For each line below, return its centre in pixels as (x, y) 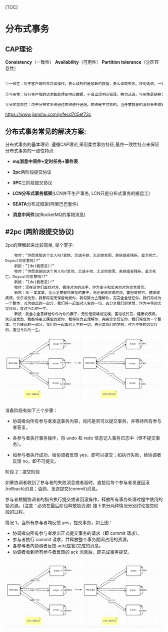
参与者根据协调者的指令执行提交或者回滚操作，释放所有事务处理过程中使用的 (84, 499)
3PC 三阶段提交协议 (32, 183)
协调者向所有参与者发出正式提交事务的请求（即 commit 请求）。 (77, 533)
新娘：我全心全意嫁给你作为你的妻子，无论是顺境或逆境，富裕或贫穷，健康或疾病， (87, 314)
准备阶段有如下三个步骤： (31, 410)
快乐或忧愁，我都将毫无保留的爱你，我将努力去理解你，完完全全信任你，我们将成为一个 (81, 319)
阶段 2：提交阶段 (22, 472)
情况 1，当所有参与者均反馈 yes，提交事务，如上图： (59, 522)
